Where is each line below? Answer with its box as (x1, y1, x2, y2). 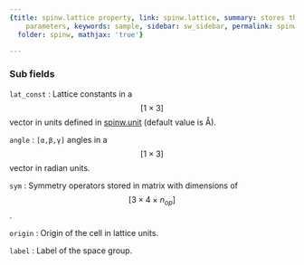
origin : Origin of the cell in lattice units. (9, 228, 159, 239)
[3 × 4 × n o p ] (128, 194, 176, 207)
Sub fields (9, 68, 55, 80)
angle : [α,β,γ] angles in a (9, 134, 108, 145)
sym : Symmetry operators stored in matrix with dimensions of (9, 180, 238, 191)
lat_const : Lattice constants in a (9, 88, 133, 99)
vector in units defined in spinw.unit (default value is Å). (9, 117, 217, 128)
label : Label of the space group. (9, 245, 133, 256)
